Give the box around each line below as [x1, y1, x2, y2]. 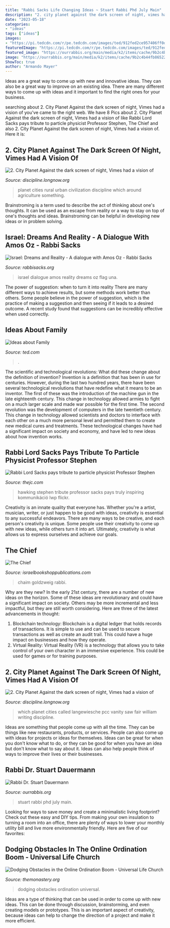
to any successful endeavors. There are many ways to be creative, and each [5, 515, 164, 521]
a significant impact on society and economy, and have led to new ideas [5, 428, 156, 434]
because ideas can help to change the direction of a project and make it [5, 912, 155, 918]
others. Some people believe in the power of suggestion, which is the [5, 295, 150, 301]
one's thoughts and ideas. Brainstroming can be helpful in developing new [5, 213, 160, 219]
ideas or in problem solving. [5, 218, 63, 224]
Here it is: [5, 131, 25, 137]
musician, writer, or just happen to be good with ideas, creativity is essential [5, 510, 163, 516]
